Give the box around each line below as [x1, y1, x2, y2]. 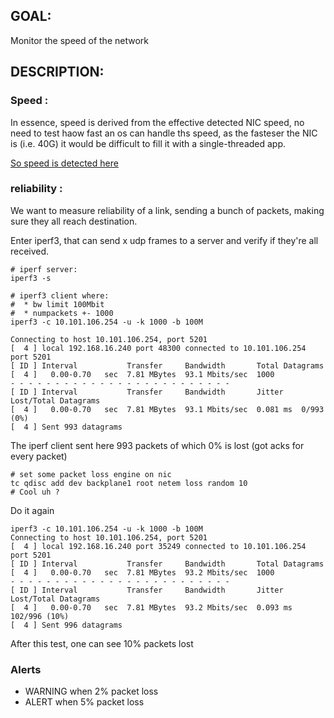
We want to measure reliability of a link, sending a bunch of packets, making [10, 204, 325, 216]
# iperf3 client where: [10, 290, 110, 301]
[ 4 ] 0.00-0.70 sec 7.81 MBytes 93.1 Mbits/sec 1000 [10, 369, 275, 379]
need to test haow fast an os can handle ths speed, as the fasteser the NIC [10, 127, 318, 139]
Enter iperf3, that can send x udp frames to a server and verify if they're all [10, 234, 319, 246]
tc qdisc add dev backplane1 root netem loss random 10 [10, 478, 248, 488]
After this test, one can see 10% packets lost [10, 637, 194, 649]
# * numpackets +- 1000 [10, 308, 114, 318]
